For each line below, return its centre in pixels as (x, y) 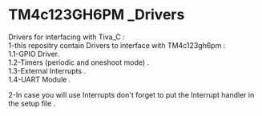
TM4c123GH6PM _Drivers (97, 15)
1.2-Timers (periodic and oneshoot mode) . (79, 62)
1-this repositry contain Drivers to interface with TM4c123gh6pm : (117, 45)
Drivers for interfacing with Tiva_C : (67, 37)
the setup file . (32, 103)
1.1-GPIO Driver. (34, 54)
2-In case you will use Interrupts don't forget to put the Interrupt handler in (131, 94)
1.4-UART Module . (40, 79)
